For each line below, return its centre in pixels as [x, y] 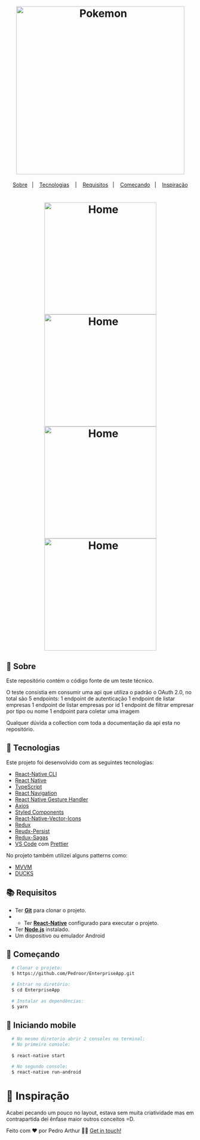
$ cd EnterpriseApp [36, 990]
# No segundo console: [40, 1067]
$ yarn [20, 1007]
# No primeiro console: [41, 1045]
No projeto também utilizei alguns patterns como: [67, 855]
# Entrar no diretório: [41, 985]
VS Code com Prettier [41, 844]
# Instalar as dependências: [48, 1001]
